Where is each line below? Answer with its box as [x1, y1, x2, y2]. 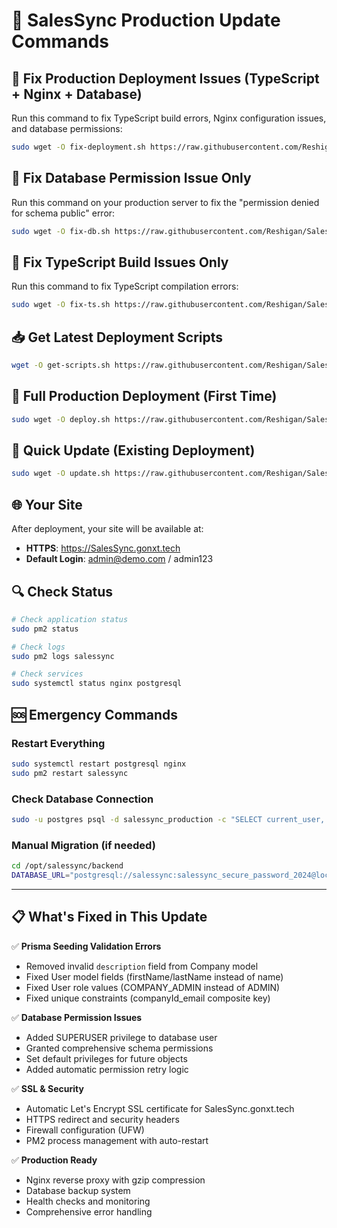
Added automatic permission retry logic [25, 1063, 189, 1075]
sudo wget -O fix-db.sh [11, 226, 111, 236]
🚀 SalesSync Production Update [11, 9, 281, 32]
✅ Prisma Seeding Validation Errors [11, 940, 162, 952]
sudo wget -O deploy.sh [11, 414, 111, 424]
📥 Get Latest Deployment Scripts [11, 329, 224, 346]
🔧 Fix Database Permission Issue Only [11, 170, 252, 187]
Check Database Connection [11, 792, 154, 806]
